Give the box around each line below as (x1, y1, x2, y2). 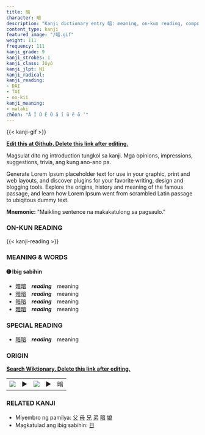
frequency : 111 (6, 43, 45, 50)
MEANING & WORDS (6, 252, 68, 261)
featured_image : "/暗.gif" (6, 32, 74, 38)
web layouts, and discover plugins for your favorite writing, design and (6, 177, 184, 184)
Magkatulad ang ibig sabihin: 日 (15, 421, 95, 429)
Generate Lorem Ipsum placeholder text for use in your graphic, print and (6, 170, 190, 178)
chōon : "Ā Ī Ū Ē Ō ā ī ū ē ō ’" (6, 112, 88, 118)
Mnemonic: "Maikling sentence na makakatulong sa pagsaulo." (6, 208, 166, 216)
